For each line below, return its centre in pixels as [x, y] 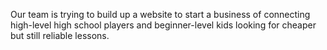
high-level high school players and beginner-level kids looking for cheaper [163, 25]
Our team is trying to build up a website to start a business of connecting [160, 14]
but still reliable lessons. [60, 35]
